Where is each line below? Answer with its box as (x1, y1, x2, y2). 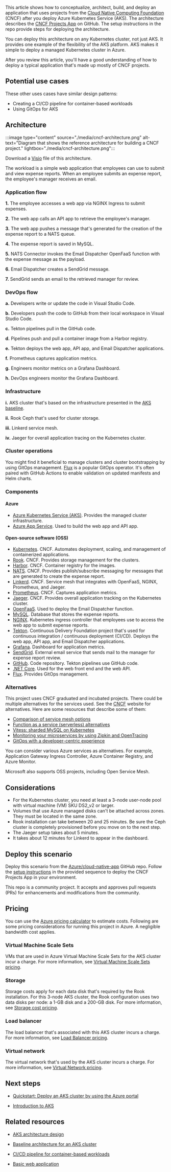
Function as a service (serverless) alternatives (12, 722, 110, 728)
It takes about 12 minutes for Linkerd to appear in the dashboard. (12, 835, 149, 841)
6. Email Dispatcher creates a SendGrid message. (5, 266, 110, 272)
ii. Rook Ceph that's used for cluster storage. (5, 415, 100, 421)
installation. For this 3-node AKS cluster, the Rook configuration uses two (5, 994, 159, 1000)
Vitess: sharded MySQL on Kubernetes (12, 727, 94, 733)
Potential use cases (5, 77, 69, 86)
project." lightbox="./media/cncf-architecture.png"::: (5, 145, 115, 151)
